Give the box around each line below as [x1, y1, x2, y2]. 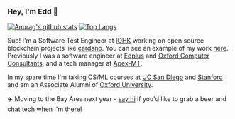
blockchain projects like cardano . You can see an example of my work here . [7, 44, 229, 53]
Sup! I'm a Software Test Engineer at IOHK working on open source [7, 36, 204, 45]
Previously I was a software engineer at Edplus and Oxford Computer [7, 51, 210, 60]
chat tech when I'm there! [7, 105, 82, 113]
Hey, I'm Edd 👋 [7, 6, 58, 16]
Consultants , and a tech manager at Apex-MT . [7, 59, 143, 68]
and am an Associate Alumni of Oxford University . [7, 81, 153, 89]
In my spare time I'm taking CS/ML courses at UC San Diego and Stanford [7, 73, 224, 81]
